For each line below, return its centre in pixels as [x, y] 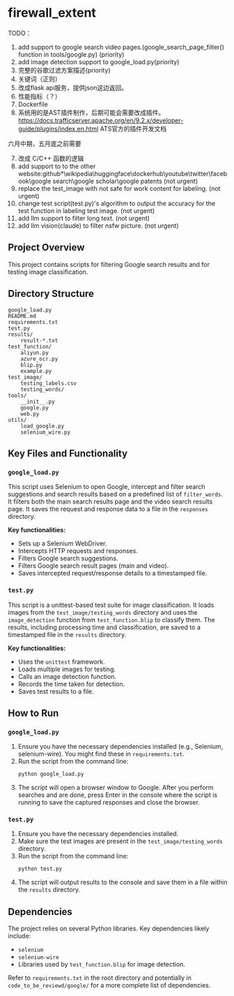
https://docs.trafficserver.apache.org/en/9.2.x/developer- [101, 120]
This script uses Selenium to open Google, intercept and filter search [107, 487]
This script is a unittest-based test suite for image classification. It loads [111, 605]
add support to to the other [57, 166]
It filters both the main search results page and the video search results [110, 501]
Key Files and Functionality [68, 453]
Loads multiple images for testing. [67, 669]
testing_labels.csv [49, 383]
